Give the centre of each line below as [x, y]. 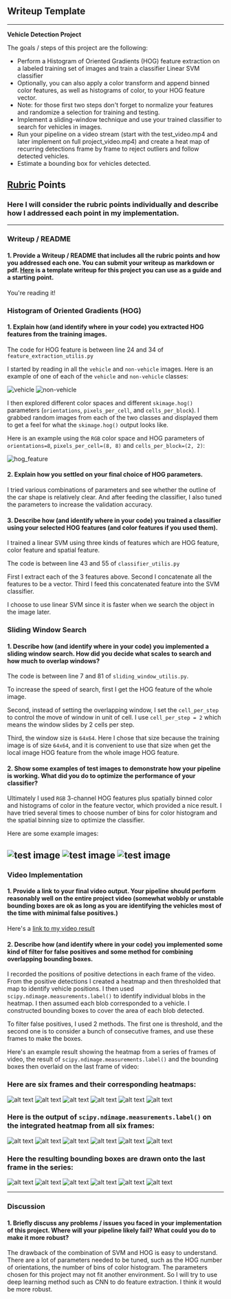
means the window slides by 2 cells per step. [71, 724]
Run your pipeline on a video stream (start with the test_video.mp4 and [117, 134]
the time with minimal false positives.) [63, 913]
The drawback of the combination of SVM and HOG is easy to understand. [112, 1253]
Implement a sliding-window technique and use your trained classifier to [119, 119]
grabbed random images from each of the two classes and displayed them [113, 417]
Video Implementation [45, 874]
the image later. [29, 612]
